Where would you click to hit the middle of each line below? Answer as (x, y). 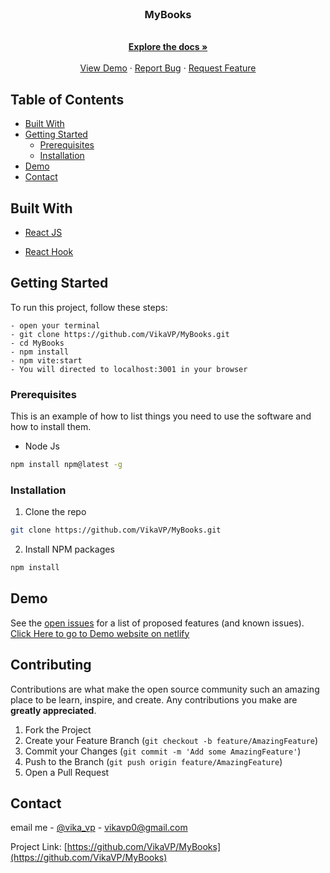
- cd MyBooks (37, 343)
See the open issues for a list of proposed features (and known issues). (157, 623)
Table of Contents (67, 99)
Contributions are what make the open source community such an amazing (165, 689)
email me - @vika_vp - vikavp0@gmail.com (99, 828)
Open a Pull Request (67, 772)
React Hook (49, 251)
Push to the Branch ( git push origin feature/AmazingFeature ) (153, 761)
